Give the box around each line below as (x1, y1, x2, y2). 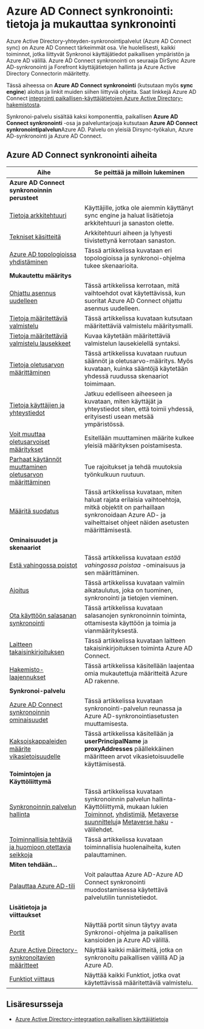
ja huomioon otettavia (9, 842, 71, 851)
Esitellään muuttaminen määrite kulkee (84, 433, 194, 442)
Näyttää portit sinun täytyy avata (84, 920, 177, 929)
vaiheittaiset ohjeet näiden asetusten (84, 518, 189, 527)
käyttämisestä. (84, 760, 126, 768)
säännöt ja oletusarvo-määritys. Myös (84, 357, 193, 365)
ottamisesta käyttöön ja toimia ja (84, 619, 177, 627)
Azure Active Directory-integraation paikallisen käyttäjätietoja (15, 1015, 169, 1022)
